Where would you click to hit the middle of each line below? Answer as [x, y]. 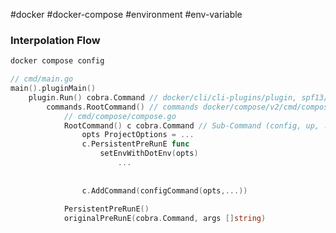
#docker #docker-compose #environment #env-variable [126, 14]
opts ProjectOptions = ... [138, 135]
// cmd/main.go [42, 79]
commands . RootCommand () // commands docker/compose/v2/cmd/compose [189, 107]
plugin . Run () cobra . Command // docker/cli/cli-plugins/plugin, [163, 97]
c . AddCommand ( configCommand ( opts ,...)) [164, 190]
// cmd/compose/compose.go [120, 116]
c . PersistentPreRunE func [135, 144]
